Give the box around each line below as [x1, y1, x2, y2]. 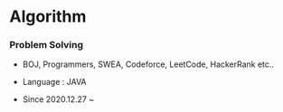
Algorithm [9, 6, 87, 27]
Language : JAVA [22, 77, 88, 88]
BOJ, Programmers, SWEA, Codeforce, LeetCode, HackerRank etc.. [22, 59, 274, 70]
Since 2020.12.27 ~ [22, 94, 95, 105]
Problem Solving [9, 39, 84, 51]
